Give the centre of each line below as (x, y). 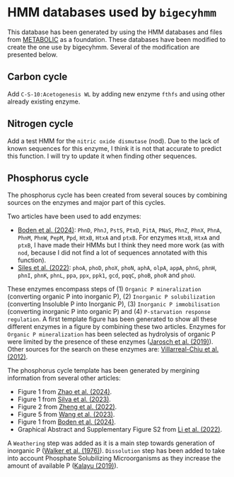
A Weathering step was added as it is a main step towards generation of (111, 443)
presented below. (33, 55)
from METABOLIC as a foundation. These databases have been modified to (117, 39)
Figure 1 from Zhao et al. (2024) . (65, 392)
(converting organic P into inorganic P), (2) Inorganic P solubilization (111, 297)
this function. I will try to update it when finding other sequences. (102, 156)
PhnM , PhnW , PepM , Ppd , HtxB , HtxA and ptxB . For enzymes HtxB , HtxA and (119, 237)
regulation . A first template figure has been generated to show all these (112, 319)
